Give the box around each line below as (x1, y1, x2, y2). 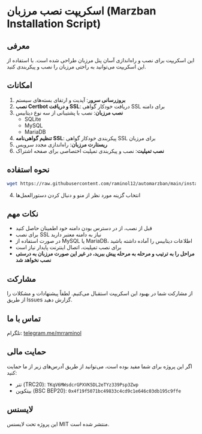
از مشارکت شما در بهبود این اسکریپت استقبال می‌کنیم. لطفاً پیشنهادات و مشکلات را (7, 290, 193, 297)
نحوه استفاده (7, 165, 50, 175)
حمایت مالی (7, 346, 47, 357)
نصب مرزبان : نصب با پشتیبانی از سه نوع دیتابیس (15, 109, 123, 116)
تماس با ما (7, 314, 41, 324)
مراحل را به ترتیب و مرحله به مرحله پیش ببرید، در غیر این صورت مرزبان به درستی (15, 250, 195, 257)
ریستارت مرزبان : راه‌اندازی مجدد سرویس (15, 141, 107, 148)
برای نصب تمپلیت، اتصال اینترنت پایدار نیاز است (15, 244, 122, 251)
